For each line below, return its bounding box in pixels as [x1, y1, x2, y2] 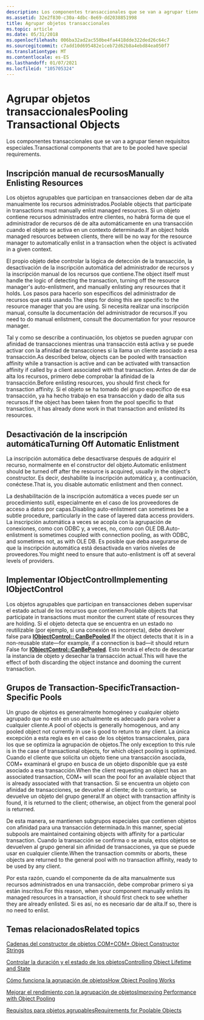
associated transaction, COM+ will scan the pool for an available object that [6, 773, 195, 780]
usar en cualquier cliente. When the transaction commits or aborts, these [6, 850, 187, 857]
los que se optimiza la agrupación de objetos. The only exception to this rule [6, 741, 195, 748]
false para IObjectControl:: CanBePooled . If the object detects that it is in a [6, 632, 194, 640]
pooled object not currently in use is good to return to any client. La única [6, 728, 190, 735]
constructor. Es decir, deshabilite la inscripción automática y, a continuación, [6, 474, 198, 481]
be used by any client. [6, 862, 62, 870]
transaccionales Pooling [6, 105, 129, 119]
